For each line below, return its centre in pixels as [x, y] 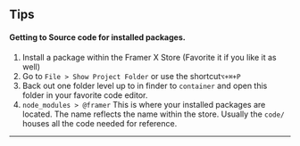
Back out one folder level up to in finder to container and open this [145, 85]
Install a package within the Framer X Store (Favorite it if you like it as [149, 57]
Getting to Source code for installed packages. [97, 37]
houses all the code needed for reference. [100, 123]
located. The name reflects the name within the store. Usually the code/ [153, 114]
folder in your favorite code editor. [85, 95]
